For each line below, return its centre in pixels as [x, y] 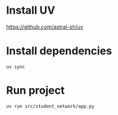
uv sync [16, 67]
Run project [35, 91]
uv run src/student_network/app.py [50, 106]
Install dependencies [59, 51]
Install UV [31, 10]
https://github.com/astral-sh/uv [45, 27]
